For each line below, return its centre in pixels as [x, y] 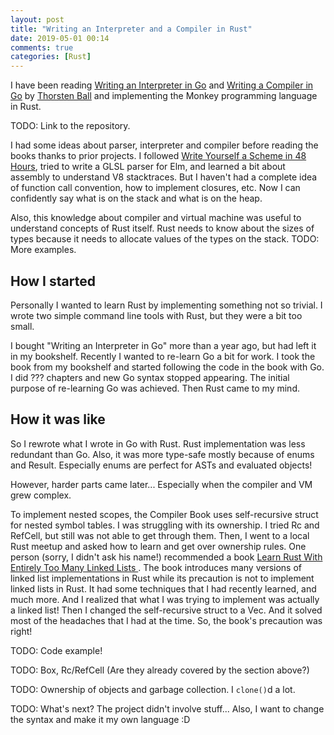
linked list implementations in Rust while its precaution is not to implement [162, 578]
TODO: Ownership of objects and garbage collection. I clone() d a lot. [153, 689]
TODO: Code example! [56, 650]
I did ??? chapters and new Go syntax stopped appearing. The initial [150, 377]
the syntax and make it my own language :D [100, 719]
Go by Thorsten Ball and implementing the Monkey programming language [164, 96]
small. [22, 326]
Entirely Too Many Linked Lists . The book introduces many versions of [156, 567]
